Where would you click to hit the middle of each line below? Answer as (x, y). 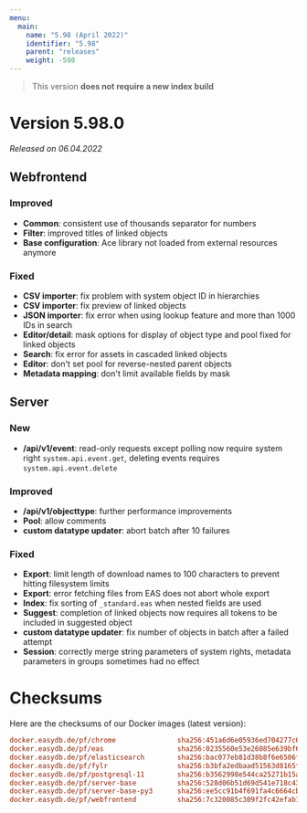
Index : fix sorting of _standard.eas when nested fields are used (142, 603)
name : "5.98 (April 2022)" (77, 35)
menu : (20, 18)
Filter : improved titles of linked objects (95, 233)
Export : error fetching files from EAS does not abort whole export (146, 594)
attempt (37, 642)
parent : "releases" (63, 52)
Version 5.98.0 (67, 123)
